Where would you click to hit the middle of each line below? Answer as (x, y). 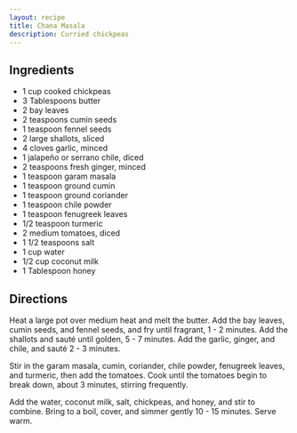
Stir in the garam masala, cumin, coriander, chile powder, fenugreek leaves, (147, 366)
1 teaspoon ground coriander (75, 196)
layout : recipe (37, 17)
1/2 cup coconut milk (60, 261)
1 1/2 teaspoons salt (58, 243)
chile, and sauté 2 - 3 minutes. (65, 349)
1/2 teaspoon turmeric (63, 224)
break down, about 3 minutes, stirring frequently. (99, 385)
